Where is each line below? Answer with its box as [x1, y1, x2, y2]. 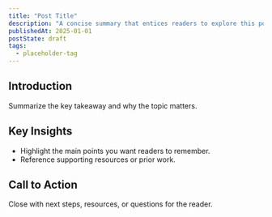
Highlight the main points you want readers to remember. [19, 146, 210, 155]
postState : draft [8, 34, 67, 43]
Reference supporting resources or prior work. [19, 155, 176, 164]
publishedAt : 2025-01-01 [8, 27, 92, 35]
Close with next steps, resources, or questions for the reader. [8, 199, 213, 209]
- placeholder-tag [15, 49, 79, 57]
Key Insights [8, 125, 73, 138]
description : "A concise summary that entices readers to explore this [8, 19, 255, 28]
